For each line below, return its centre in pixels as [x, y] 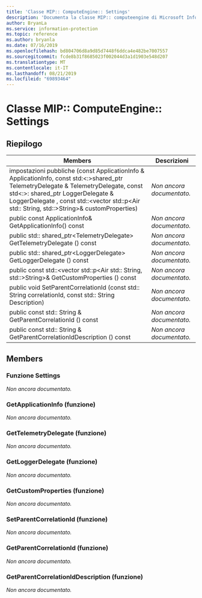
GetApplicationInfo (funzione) [51, 404]
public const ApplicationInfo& [51, 219]
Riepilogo [24, 144]
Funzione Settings [33, 376]
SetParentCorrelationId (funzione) [57, 519]
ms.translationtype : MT [36, 62]
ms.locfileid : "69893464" [38, 79]
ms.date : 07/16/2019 [32, 46]
